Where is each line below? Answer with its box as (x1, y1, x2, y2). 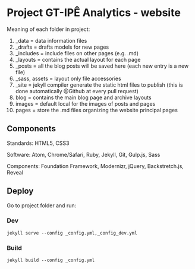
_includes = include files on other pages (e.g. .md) (15, 49, 139, 56)
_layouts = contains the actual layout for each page (15, 56, 141, 63)
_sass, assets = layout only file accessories (15, 75, 121, 82)
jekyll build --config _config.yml (7, 257, 95, 264)
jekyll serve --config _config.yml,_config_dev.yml (7, 230, 137, 236)
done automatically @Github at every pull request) (15, 87, 139, 94)
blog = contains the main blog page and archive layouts (15, 94, 152, 101)
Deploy (7, 186, 34, 196)
